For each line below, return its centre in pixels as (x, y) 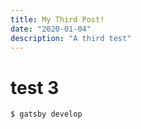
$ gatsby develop (46, 114)
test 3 (35, 87)
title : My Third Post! (57, 19)
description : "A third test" (71, 38)
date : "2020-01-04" (51, 29)
